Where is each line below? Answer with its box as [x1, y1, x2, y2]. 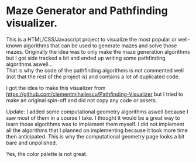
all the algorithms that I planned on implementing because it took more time [6, 127, 188, 134]
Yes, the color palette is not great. [6, 150, 88, 157]
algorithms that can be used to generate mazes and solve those [23, 42, 177, 49]
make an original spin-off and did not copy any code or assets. [6, 96, 157, 103]
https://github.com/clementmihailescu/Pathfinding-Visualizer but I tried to [6, 91, 184, 98]
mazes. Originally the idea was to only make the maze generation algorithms [6, 48, 190, 55]
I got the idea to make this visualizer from [6, 84, 106, 91]
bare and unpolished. [6, 139, 57, 146]
